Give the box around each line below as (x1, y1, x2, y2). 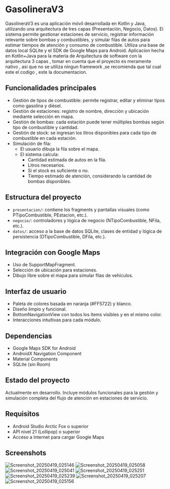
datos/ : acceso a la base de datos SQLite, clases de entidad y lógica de (12, 228, 162, 234)
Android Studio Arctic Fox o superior (12, 423, 89, 429)
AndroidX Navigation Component (12, 351, 82, 356)
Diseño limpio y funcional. (12, 306, 67, 312)
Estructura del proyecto (5, 193, 82, 202)
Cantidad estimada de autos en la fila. (27, 157, 107, 163)
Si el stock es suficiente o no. (27, 167, 90, 173)
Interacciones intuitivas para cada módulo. (12, 317, 102, 323)
